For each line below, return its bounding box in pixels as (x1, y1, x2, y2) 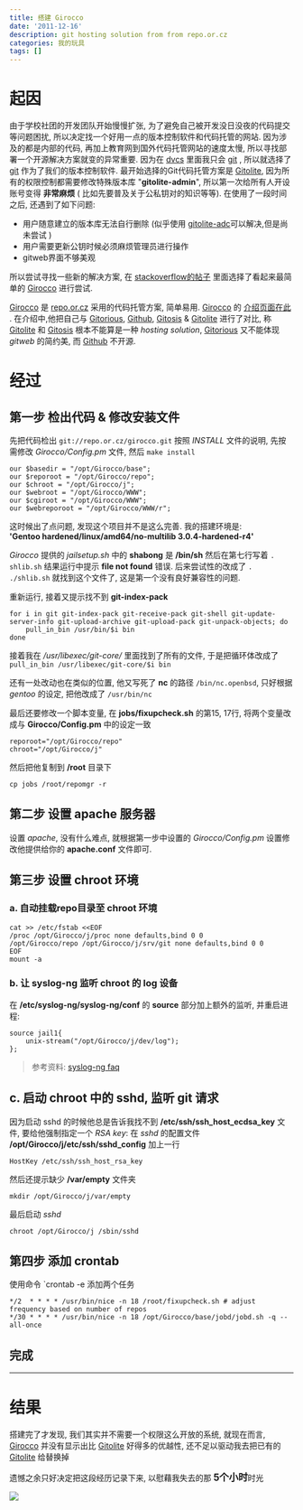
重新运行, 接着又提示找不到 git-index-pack (9, 592, 169, 602)
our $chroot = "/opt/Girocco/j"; (9, 480, 135, 489)
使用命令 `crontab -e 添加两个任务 (9, 1279, 135, 1290)
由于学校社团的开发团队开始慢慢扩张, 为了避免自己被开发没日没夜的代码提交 (9, 120, 290, 131)
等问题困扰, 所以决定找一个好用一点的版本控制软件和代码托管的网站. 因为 (9, 132, 280, 143)
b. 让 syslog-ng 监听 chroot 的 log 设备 (9, 977, 179, 990)
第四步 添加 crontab (9, 1254, 120, 1269)
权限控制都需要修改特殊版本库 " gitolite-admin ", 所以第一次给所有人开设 (24, 177, 290, 188)
